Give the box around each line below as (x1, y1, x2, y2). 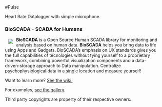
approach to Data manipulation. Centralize (36, 63, 121, 69)
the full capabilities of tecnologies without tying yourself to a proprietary (5, 52, 150, 58)
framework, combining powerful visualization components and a (5, 58, 135, 64)
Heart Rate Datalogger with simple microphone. (5, 14, 101, 19)
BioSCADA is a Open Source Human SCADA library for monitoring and (16, 37, 158, 43)
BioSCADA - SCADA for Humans (5, 25, 83, 32)
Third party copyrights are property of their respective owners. (5, 96, 132, 102)
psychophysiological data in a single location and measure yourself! (5, 68, 142, 74)
